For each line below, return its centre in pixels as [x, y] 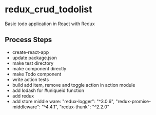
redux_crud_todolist [48, 9]
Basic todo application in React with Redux [50, 24]
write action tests [31, 79]
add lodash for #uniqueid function [48, 90]
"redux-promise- [133, 101]
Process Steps [28, 40]
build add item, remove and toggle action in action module [74, 85]
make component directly [39, 68]
